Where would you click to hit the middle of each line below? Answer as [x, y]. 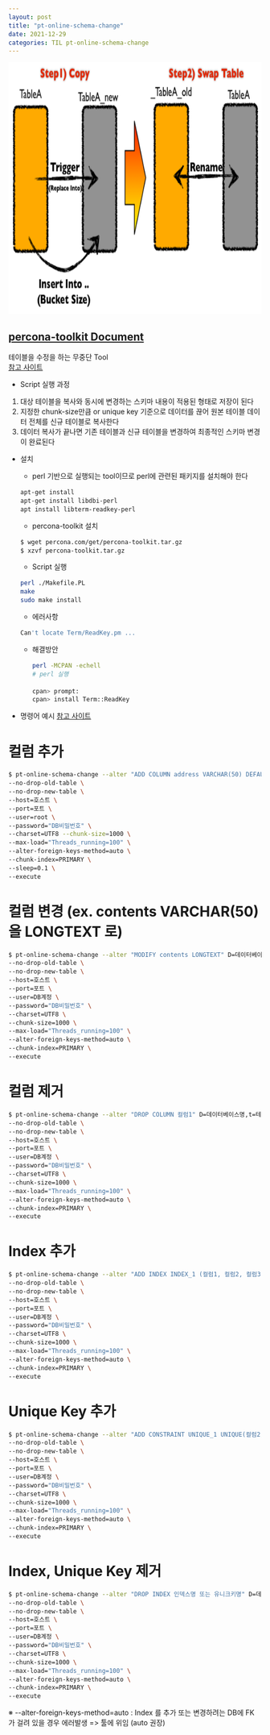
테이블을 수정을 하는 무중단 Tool [58, 357]
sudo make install [51, 601]
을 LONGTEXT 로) [65, 932]
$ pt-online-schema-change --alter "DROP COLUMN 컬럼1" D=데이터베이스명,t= [132, 1114]
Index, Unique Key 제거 [85, 1571]
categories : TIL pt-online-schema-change [79, 43]
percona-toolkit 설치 [65, 526]
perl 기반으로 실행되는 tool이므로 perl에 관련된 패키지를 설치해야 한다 [140, 476]
